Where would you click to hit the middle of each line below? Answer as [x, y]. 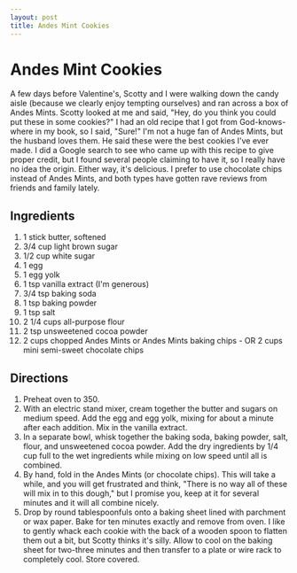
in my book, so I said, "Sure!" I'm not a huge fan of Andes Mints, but [159, 132]
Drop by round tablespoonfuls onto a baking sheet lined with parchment [154, 512]
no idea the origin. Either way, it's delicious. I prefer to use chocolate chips [146, 169]
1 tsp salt [39, 313]
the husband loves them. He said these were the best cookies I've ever [140, 141]
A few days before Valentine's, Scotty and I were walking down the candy [145, 94]
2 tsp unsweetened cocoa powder [86, 331]
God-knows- [262, 122]
